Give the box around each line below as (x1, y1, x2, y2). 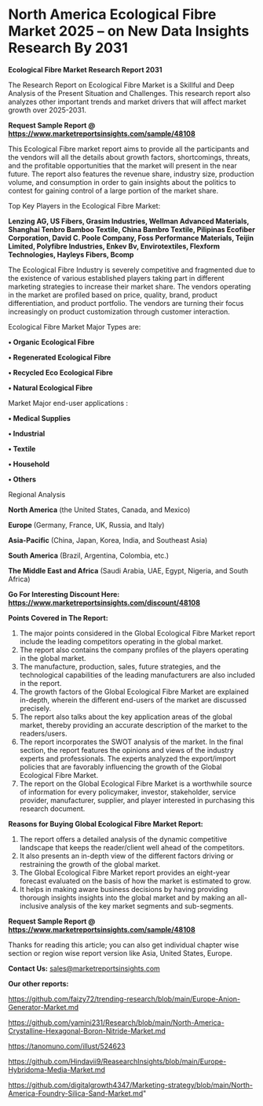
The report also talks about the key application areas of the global (19, 712, 233, 721)
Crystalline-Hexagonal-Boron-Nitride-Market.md (8, 1026, 166, 1035)
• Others (8, 474, 37, 484)
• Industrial (8, 429, 46, 438)
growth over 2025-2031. (8, 105, 87, 115)
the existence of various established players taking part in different (8, 273, 225, 282)
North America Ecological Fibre (8, 6, 217, 24)
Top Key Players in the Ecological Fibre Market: (8, 201, 161, 210)
